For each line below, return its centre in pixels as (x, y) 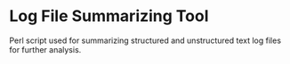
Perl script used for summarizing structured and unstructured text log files (145, 40)
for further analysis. (45, 49)
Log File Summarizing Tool (109, 16)
